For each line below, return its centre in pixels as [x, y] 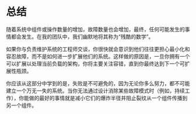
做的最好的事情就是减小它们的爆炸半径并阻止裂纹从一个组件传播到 [108, 98]
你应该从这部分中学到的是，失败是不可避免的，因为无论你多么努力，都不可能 [98, 83]
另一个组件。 [21, 105]
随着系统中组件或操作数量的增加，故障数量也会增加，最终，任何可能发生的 [95, 29]
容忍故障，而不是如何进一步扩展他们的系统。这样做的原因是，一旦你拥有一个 [98, 56]
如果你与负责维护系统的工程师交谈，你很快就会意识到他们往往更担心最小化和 [98, 49]
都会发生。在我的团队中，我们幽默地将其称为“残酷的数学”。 [82, 36]
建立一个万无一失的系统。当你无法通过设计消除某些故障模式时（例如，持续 [95, 91]
